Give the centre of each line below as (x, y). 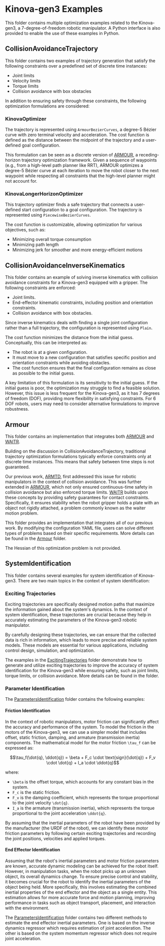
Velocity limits (26, 80)
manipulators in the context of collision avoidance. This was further (73, 482)
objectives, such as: (25, 230)
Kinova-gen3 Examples (54, 9)
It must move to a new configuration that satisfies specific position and (84, 358)
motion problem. (22, 513)
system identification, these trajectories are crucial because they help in (78, 615)
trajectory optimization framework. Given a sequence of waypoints (89, 160)
